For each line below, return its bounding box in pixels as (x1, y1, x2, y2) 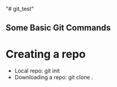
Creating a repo (5, 47, 86, 61)
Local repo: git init (14, 67, 60, 75)
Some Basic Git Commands (5, 23, 111, 33)
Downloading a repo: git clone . (14, 74, 93, 81)
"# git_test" (5, 5, 34, 12)
